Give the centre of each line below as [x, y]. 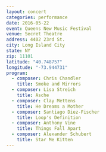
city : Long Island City [36, 45]
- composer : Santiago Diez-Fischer [56, 112]
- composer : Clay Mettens [44, 101]
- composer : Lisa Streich [44, 90]
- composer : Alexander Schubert [52, 134]
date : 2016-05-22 [28, 23]
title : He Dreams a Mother [50, 106]
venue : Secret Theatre [34, 34]
